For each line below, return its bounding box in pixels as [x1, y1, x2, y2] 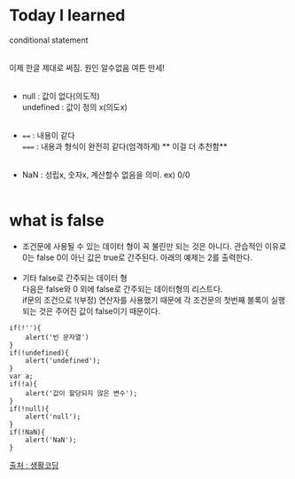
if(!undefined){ [9, 348, 69, 357]
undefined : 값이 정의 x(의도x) [21, 101, 128, 112]
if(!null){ [9, 404, 50, 413]
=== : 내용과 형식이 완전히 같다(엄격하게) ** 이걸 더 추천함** [21, 141, 228, 152]
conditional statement [9, 35, 89, 45]
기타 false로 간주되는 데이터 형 [21, 272, 128, 283]
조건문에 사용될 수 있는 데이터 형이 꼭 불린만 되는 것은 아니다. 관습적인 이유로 [21, 240, 287, 251]
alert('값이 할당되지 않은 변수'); [25, 389, 138, 397]
